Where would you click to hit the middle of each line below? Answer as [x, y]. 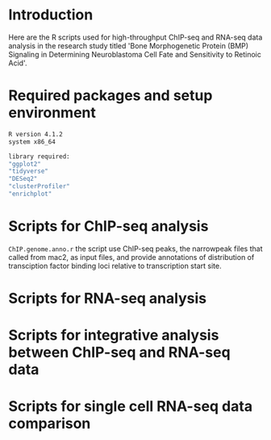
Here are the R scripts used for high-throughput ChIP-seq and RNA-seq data [135, 37]
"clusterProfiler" [39, 186]
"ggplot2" [25, 164]
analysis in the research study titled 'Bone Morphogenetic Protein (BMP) [128, 45]
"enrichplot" [30, 194]
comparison [50, 423]
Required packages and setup [110, 96]
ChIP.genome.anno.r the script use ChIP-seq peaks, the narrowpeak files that [135, 249]
